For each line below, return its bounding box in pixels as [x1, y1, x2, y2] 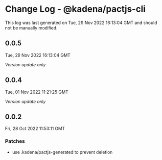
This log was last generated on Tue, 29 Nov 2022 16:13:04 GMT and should [5, 20, 158, 26]
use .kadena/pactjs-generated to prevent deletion [12, 149, 113, 155]
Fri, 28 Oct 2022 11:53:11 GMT [5, 126, 65, 132]
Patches [5, 138, 25, 145]
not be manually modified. [5, 25, 58, 30]
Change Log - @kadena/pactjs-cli [5, 3, 146, 15]
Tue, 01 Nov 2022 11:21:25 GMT [5, 89, 69, 95]
